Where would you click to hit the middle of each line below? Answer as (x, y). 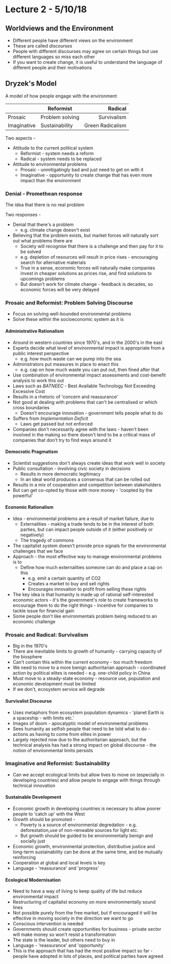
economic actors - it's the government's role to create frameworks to (85, 600)
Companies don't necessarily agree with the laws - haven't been (81, 429)
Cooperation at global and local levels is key (59, 863)
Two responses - (23, 215)
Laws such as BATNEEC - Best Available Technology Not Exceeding (84, 386)
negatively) (32, 535)
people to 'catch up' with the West (49, 814)
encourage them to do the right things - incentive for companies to (83, 605)
